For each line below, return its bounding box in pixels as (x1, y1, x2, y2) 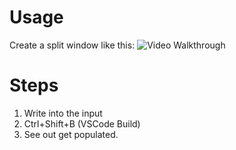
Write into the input (23, 107, 103, 119)
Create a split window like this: (9, 39, 136, 51)
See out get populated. (23, 128, 119, 140)
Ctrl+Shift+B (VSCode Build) (23, 117, 141, 130)
